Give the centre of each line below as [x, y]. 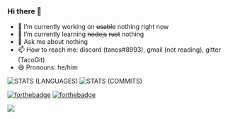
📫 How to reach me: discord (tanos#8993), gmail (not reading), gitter [119, 50]
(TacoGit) [31, 60]
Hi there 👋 [25, 11]
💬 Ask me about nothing [53, 42]
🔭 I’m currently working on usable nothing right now [93, 27]
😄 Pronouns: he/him [47, 67]
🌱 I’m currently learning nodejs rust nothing [81, 34]
